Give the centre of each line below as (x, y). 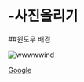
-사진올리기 (43, 16)
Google (20, 70)
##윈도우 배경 (29, 39)
